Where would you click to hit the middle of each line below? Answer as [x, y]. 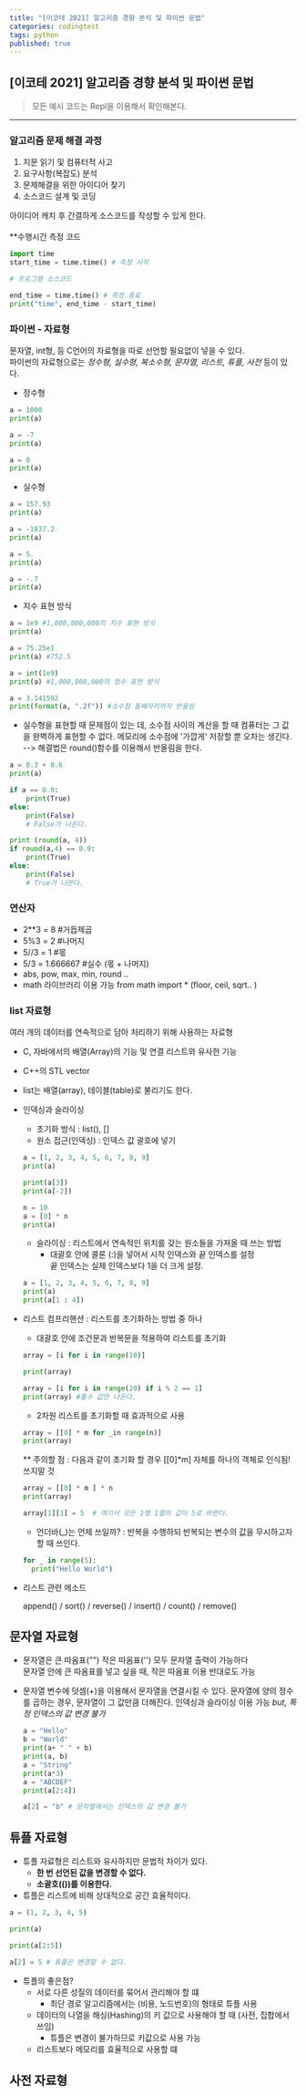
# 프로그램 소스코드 [41, 279]
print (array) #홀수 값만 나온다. [79, 1397]
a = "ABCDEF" [47, 1782]
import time [32, 254]
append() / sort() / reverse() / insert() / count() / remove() [130, 1606]
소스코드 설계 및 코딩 [59, 196]
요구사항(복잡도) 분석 [60, 173]
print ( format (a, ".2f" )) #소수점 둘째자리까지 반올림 [102, 707]
